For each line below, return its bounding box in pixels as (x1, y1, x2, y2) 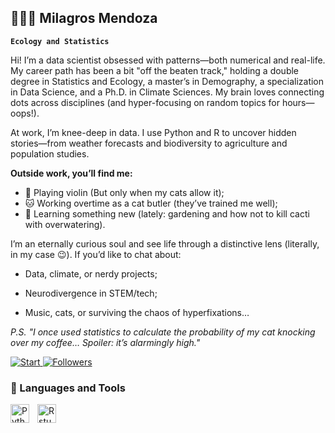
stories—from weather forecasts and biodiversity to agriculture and (10, 137, 288, 149)
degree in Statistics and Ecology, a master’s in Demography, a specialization (10, 75, 325, 87)
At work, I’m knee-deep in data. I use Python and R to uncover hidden (10, 126, 297, 138)
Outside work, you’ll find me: (10, 167, 133, 179)
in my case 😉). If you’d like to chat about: (10, 248, 182, 260)
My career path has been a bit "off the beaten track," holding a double (10, 64, 300, 76)
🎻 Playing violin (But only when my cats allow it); (24, 186, 225, 198)
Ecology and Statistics (10, 36, 110, 46)
